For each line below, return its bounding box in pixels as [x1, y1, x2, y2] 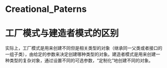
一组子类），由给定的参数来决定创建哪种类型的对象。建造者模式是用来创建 [5, 51, 156, 58]
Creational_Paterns [5, 3, 87, 15]
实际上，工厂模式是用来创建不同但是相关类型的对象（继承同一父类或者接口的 [5, 45, 163, 51]
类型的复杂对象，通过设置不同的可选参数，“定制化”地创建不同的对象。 [9, 58, 154, 64]
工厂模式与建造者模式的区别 [5, 28, 119, 39]
